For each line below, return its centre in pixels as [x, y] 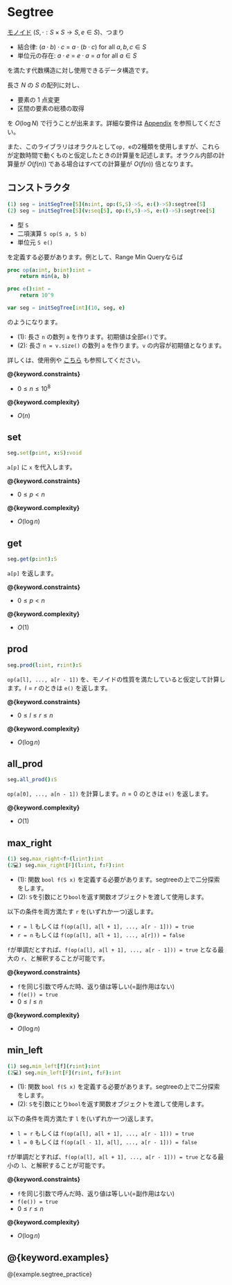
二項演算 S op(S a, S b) [52, 234]
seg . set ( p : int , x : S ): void [44, 453]
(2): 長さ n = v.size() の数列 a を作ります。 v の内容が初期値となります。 [121, 345]
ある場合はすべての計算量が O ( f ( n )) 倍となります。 [126, 164]
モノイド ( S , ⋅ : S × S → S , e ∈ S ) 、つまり [66, 32]
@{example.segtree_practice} [50, 1274]
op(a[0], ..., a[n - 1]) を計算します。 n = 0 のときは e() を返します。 [110, 794]
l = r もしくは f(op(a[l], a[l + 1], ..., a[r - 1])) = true [106, 1133]
